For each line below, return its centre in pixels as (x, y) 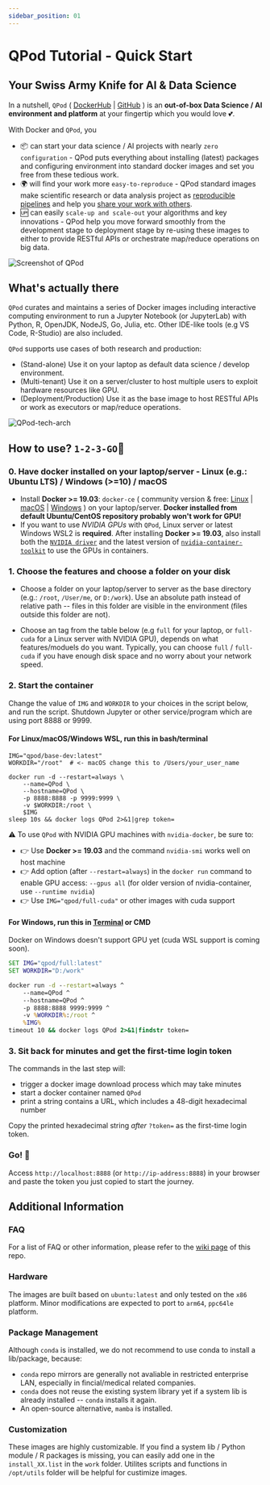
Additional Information (66, 1206)
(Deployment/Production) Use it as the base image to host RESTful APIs (139, 399)
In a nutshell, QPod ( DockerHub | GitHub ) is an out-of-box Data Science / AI (135, 105)
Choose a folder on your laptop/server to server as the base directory (135, 589)
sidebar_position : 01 (45, 16)
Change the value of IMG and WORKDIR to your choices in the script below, (128, 703)
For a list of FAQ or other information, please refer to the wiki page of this (130, 1247)
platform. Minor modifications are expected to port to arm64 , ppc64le (121, 1303)
